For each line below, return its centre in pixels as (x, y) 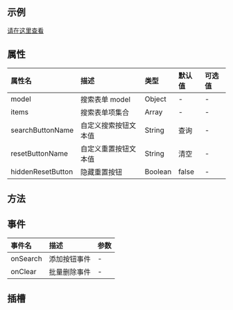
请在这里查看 (25, 30)
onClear (24, 271)
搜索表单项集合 (105, 112)
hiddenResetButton (42, 172)
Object (155, 99)
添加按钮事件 (70, 259)
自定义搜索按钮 (105, 125)
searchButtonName (42, 130)
